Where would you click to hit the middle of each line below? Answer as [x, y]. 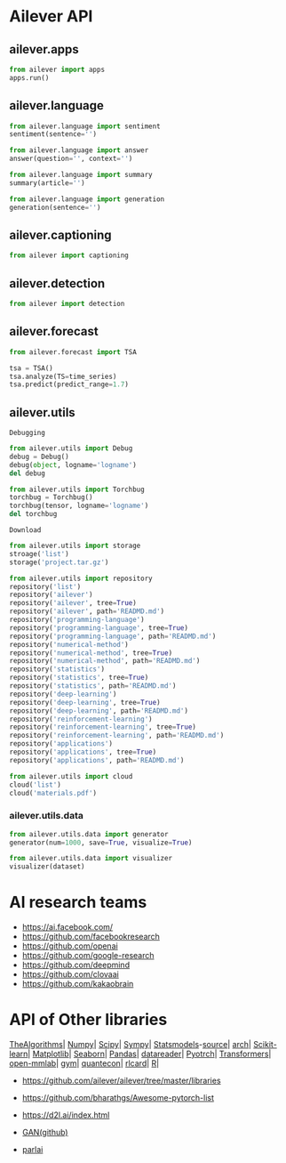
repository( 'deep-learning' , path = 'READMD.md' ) [99, 711]
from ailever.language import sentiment [85, 126]
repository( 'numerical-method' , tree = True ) [91, 653]
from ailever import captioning [69, 255]
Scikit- [265, 1045]
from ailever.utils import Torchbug [77, 489]
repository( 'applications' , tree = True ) [83, 752]
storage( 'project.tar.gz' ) [59, 562]
